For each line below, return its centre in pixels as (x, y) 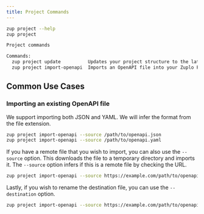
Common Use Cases (46, 87)
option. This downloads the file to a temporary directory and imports (110, 158)
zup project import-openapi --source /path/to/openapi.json (84, 134)
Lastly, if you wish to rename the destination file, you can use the (87, 188)
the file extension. (29, 123)
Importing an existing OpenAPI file (58, 104)
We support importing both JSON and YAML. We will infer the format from (99, 117)
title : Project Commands (38, 12)
